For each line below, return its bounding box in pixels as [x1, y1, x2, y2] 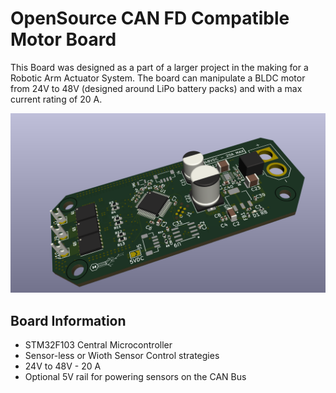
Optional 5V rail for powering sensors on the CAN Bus [24, 371, 247, 383]
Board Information [10, 312, 127, 329]
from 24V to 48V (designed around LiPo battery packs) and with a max [10, 82, 303, 94]
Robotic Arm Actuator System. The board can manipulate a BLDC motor [10, 72, 306, 84]
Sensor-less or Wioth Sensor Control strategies [24, 350, 220, 362]
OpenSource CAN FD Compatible [10, 7, 290, 30]
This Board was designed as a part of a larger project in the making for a [10, 61, 309, 73]
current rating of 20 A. [10, 93, 103, 105]
